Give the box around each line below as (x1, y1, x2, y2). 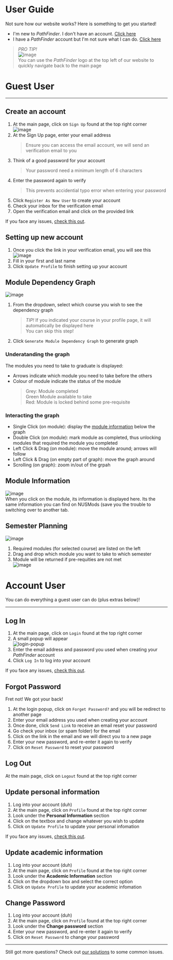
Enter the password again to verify (12, 177, 86, 183)
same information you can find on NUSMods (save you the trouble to (5, 501, 151, 508)
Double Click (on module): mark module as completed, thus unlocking (12, 434, 161, 441)
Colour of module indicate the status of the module (12, 378, 121, 384)
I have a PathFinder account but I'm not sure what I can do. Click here (12, 36, 161, 42)
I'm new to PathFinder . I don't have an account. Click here (12, 30, 136, 37)
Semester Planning (5, 521, 68, 531)
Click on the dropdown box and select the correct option (12, 878, 133, 884)
